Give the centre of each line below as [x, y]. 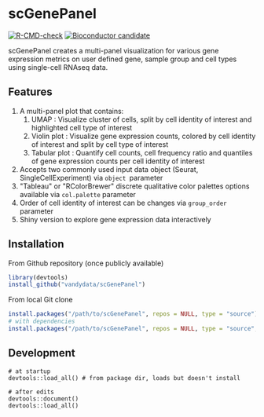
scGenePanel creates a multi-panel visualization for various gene [114, 50]
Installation [36, 244]
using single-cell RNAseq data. [58, 67]
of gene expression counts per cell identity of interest [118, 161]
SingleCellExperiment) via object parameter [91, 177]
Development [42, 353]
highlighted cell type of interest [82, 127]
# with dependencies [42, 322]
